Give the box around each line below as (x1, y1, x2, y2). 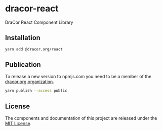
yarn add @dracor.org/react (5, 46, 63, 52)
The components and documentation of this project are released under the (5, 115, 157, 121)
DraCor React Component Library (5, 19, 73, 25)
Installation (5, 34, 40, 42)
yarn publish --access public (5, 88, 68, 93)
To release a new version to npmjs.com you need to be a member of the (5, 74, 152, 80)
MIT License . (5, 121, 32, 127)
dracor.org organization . (5, 79, 54, 85)
